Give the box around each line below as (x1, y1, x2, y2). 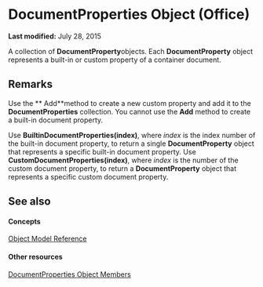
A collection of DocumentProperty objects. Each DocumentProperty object (8, 46, 254, 56)
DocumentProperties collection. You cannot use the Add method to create (8, 107, 251, 116)
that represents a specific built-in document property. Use (8, 147, 196, 156)
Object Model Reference (8, 234, 87, 244)
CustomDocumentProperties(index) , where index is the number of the (8, 155, 239, 165)
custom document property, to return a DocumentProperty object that (8, 163, 237, 173)
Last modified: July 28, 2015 (8, 31, 102, 41)
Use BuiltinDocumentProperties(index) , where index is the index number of (8, 130, 256, 140)
